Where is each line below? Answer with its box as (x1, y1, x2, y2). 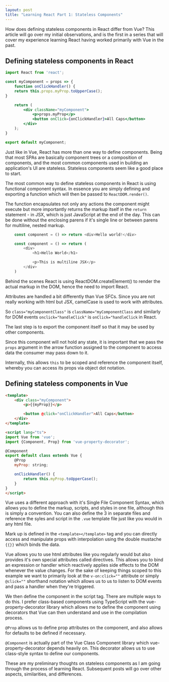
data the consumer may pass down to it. (5, 349, 89, 355)
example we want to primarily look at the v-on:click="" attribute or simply (5, 573, 159, 579)
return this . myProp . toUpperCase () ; (23, 476, 98, 481)
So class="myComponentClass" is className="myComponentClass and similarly (5, 308, 161, 314)
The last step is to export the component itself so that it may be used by (5, 324, 155, 330)
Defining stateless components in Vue (5, 380, 128, 388)
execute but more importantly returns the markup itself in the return (5, 206, 147, 212)
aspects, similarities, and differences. (5, 671, 83, 677)
